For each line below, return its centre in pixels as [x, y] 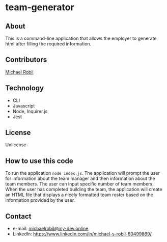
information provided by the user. [40, 200]
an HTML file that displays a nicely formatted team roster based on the [79, 195]
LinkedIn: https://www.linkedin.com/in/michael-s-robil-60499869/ [82, 234]
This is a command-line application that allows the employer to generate [81, 38]
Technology [25, 88]
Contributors [26, 60]
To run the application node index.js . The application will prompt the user [83, 173]
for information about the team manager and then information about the [80, 179]
